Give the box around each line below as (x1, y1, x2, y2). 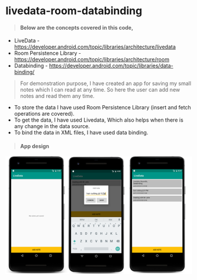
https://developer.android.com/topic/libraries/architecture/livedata (14, 43, 176, 51)
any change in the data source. (14, 123, 90, 130)
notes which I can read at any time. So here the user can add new (20, 86, 180, 93)
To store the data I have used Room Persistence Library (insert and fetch (14, 104, 192, 111)
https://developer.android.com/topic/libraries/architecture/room (14, 56, 170, 63)
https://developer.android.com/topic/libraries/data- (49, 62, 174, 69)
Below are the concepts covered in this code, (20, 24, 134, 31)
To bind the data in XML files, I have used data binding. (14, 129, 148, 136)
